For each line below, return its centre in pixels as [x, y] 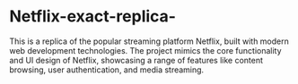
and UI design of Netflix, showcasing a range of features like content [136, 60]
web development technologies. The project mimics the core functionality [145, 50]
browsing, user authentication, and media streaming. [107, 70]
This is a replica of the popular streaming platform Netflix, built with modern [149, 41]
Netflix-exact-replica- [93, 17]
